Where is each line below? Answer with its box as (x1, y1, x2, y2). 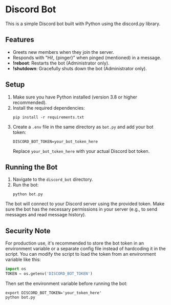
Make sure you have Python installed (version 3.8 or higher (12, 94, 137, 100)
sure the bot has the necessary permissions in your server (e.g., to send (5, 206, 158, 212)
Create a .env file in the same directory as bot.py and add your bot (12, 124, 154, 130)
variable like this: (5, 256, 41, 262)
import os (5, 267, 27, 272)
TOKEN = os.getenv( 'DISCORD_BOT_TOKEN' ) (5, 271, 93, 276)
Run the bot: (12, 182, 39, 188)
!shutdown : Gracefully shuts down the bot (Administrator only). (12, 65, 147, 71)
